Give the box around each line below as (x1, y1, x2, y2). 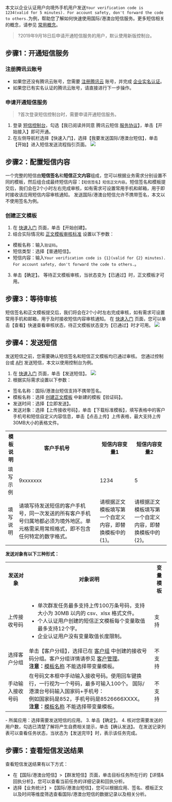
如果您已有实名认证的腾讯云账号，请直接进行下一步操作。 (12, 84, 134, 91)
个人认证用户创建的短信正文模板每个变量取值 (37, 617, 145, 624)
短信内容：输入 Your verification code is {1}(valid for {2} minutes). (12, 255, 166, 261)
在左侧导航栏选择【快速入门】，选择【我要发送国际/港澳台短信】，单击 (12, 135, 158, 141)
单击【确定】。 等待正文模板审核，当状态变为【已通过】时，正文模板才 (12, 272, 160, 278)
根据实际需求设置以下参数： (12, 377, 72, 383)
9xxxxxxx (18, 476, 42, 484)
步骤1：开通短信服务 (5, 49, 69, 58)
